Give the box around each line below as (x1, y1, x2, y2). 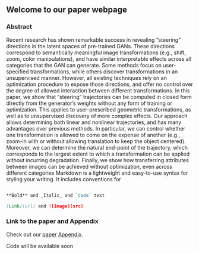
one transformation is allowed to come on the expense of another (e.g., (6, 131, 181, 138)
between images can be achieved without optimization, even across (6, 163, 173, 170)
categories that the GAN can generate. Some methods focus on (6, 61, 162, 69)
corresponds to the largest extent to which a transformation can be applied (6, 150, 190, 157)
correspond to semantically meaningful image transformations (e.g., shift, (6, 49, 186, 56)
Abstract (6, 23, 33, 31)
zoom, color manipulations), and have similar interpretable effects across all (6, 55, 192, 62)
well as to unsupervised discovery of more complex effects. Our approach (6, 112, 188, 119)
